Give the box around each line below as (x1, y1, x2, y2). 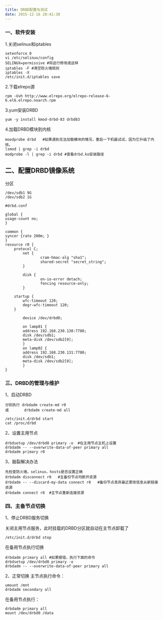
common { (5, 229, 23, 234)
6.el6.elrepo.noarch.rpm (5, 98, 56, 103)
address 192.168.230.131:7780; (23, 350, 87, 355)
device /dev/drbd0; (23, 315, 63, 321)
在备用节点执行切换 (5, 545, 44, 550)
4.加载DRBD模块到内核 (5, 126, 51, 132)
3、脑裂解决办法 (5, 458, 38, 464)
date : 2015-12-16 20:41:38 (5, 12, 60, 17)
